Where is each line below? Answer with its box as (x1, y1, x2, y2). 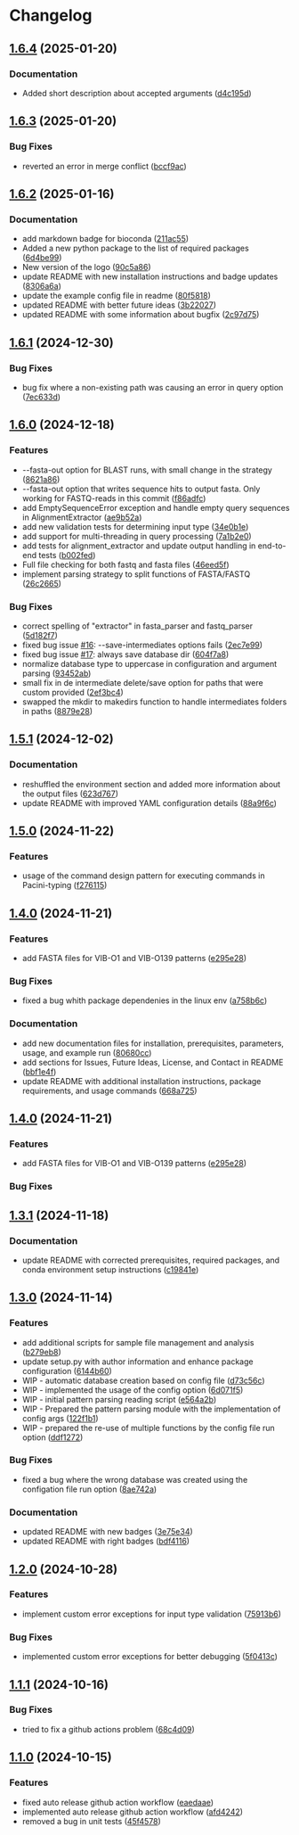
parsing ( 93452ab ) (21, 668, 92, 679)
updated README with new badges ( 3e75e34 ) (21, 1526, 193, 1537)
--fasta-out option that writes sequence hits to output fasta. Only (21, 483, 261, 494)
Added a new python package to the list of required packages (21, 243, 249, 254)
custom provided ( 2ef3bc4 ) (21, 687, 125, 697)
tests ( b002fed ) (38, 549, 96, 560)
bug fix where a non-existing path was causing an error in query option (21, 382, 284, 392)
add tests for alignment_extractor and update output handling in (21, 540, 256, 551)
